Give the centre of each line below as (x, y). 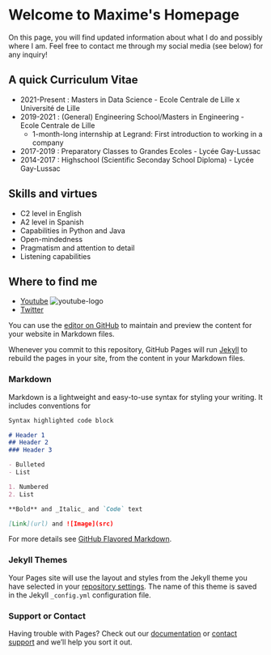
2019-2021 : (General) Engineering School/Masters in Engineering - (132, 117)
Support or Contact (47, 615)
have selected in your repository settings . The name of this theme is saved (133, 586)
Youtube (34, 301)
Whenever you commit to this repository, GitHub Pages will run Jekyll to (128, 350)
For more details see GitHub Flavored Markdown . (90, 539)
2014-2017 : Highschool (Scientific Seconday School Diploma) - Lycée (137, 159)
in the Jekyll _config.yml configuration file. (80, 595)
